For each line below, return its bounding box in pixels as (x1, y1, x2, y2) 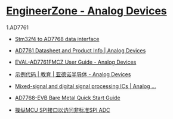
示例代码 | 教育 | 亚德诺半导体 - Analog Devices (14, 70, 131, 78)
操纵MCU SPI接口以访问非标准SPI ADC (14, 106, 110, 114)
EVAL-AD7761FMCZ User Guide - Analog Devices (14, 58, 137, 65)
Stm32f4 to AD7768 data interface (14, 35, 100, 42)
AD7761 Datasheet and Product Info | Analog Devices (14, 46, 146, 54)
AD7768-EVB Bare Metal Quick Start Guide (14, 94, 121, 101)
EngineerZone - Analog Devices (6, 4, 167, 18)
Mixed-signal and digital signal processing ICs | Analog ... (14, 82, 156, 90)
